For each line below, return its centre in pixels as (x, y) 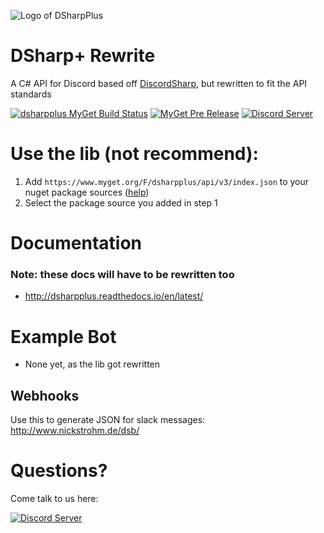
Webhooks (45, 395)
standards (31, 94)
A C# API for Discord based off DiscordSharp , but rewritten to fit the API (159, 83)
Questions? (59, 471)
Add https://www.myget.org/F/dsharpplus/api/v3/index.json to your (167, 181)
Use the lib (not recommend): (134, 154)
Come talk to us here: (54, 499)
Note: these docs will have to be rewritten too (122, 274)
